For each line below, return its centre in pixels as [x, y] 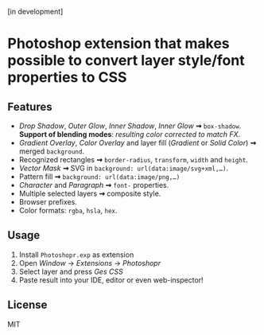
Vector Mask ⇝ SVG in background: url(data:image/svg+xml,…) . [123, 168]
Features [30, 107]
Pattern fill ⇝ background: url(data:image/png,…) [99, 177]
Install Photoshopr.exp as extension [76, 255]
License [27, 305]
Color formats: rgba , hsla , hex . [68, 210]
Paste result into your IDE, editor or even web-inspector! [111, 280]
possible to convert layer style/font [126, 61]
